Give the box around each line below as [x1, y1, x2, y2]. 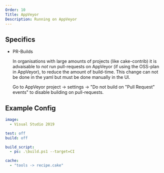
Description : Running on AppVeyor [5, 17, 77, 22]
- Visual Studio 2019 [9, 121, 55, 127]
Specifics [5, 35, 35, 44]
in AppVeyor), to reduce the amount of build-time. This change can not [12, 69, 158, 75]
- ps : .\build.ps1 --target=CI [9, 149, 75, 154]
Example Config [5, 104, 56, 112]
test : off [5, 131, 26, 136]
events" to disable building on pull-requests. [12, 89, 104, 95]
